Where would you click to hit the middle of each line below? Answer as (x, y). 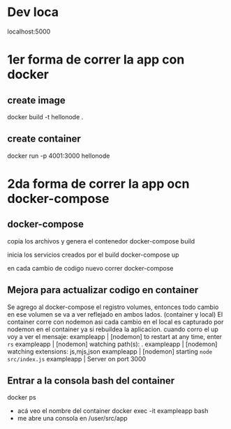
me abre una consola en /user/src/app (72, 419)
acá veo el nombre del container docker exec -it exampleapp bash (113, 411)
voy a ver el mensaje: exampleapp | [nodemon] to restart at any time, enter (114, 336)
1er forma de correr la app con (96, 60)
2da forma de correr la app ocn (98, 184)
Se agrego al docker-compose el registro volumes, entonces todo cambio (113, 307)
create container (44, 139)
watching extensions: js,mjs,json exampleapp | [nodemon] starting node (110, 351)
